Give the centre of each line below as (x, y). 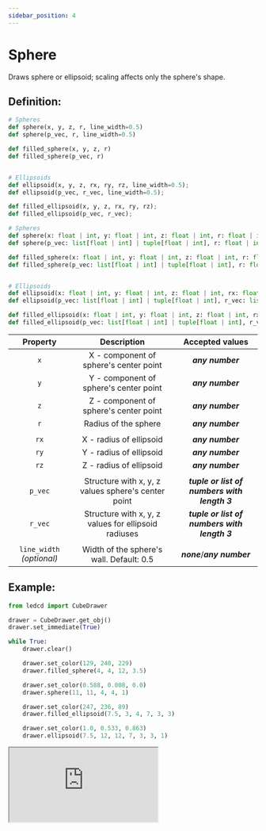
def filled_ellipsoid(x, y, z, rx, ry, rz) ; (83, 207)
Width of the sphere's (122, 550)
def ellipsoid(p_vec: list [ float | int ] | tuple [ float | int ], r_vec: (127, 301)
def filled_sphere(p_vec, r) (56, 156)
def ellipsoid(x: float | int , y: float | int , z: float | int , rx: (123, 293)
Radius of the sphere (122, 423)
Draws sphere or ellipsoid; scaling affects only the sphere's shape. (117, 77)
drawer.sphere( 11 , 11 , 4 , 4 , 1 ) (76, 692)
